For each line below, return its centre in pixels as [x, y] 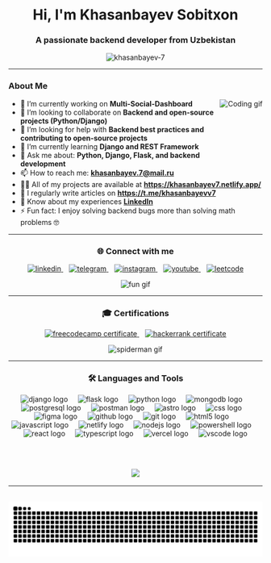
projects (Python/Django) [64, 121]
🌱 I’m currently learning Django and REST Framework [109, 146]
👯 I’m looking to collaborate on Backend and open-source [117, 112]
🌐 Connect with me [135, 251]
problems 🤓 [40, 222]
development [43, 164]
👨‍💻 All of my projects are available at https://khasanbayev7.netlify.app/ [141, 184]
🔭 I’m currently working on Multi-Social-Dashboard [106, 103]
